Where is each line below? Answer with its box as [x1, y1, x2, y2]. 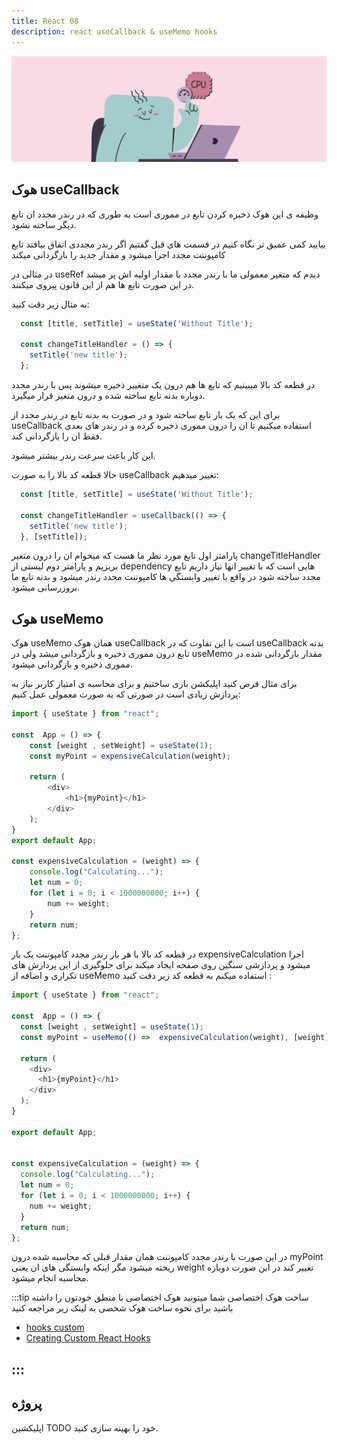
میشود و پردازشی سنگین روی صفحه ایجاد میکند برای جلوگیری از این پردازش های [11, 959, 311, 971]
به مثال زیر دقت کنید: [11, 298, 90, 310]
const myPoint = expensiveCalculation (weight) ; [29, 751, 231, 761]
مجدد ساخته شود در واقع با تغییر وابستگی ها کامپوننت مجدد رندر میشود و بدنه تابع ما [11, 571, 321, 583]
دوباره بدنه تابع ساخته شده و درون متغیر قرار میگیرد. [11, 390, 206, 401]
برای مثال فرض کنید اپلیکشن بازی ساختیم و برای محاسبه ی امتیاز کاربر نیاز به [11, 678, 298, 690]
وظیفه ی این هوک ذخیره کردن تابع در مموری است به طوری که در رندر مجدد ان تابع [11, 208, 319, 220]
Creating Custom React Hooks [25, 1332, 151, 1344]
